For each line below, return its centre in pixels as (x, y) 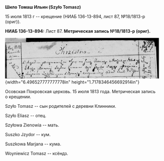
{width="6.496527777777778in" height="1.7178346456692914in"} (72, 82)
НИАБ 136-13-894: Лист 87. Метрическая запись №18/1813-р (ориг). (78, 31)
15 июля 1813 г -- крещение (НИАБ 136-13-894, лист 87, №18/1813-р (75, 16)
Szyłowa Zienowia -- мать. (32, 125)
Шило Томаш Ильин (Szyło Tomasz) (43, 7)
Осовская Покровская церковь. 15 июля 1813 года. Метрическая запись (80, 91)
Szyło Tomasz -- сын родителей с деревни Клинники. (61, 106)
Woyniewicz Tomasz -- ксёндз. (37, 153)
